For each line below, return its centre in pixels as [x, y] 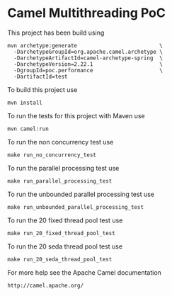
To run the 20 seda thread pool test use [65, 246]
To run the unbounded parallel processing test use [81, 194]
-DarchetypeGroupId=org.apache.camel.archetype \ [88, 52]
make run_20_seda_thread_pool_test [60, 259]
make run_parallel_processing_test [60, 181]
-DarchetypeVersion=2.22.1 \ [88, 64]
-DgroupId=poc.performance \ [88, 70]
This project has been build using [56, 33]
